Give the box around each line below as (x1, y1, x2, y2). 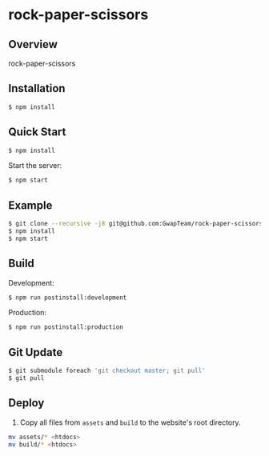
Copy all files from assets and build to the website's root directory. (19, 418, 242, 427)
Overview (8, 38, 58, 51)
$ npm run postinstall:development (8, 294, 127, 302)
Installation (8, 82, 66, 95)
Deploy (8, 396, 45, 410)
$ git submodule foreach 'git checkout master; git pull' (8, 366, 206, 375)
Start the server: (8, 161, 62, 170)
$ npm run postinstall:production (8, 323, 124, 331)
